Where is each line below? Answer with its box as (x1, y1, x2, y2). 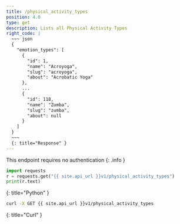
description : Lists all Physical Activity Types (6, 25, 128, 31)
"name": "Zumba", (27, 101, 69, 108)
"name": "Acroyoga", (27, 63, 78, 70)
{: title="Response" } (11, 140, 67, 146)
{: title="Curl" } (6, 212, 42, 219)
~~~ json (11, 36, 33, 42)
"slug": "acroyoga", (27, 69, 78, 75)
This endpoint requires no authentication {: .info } (6, 156, 125, 163)
